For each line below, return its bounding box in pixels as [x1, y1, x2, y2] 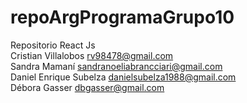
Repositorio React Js [10, 39, 96, 51]
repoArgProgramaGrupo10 [10, 6, 235, 29]
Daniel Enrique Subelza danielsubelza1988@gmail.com [10, 71, 237, 83]
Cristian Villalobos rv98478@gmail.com [10, 49, 174, 61]
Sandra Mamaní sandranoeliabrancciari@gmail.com [10, 60, 223, 72]
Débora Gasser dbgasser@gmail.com [10, 81, 165, 93]
